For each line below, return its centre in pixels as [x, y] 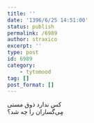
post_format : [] [31, 85]
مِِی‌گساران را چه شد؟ [36, 112]
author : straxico [32, 40]
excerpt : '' [24, 46]
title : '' [22, 14]
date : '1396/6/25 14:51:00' [48, 20]
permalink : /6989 [32, 33]
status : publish [31, 26]
